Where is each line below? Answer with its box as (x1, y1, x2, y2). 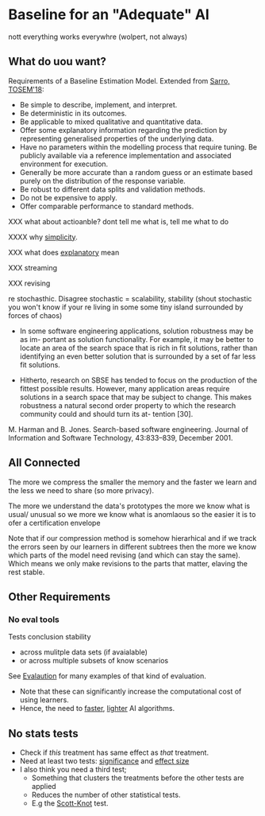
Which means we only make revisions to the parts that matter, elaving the (8, 558, 248, 568)
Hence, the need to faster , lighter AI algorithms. (19, 704, 175, 713)
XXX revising (8, 278, 51, 288)
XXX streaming (8, 262, 58, 272)
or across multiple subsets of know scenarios (19, 656, 169, 666)
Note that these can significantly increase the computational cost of (19, 686, 242, 697)
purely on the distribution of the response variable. (19, 176, 186, 185)
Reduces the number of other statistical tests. (31, 790, 181, 800)
